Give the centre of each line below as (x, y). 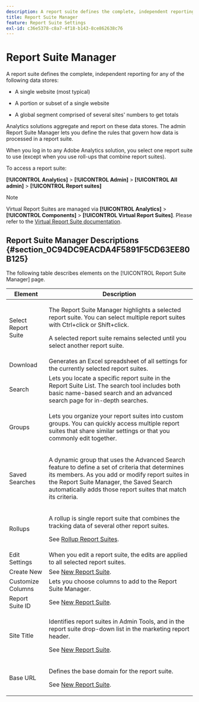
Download (23, 365)
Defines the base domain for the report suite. (111, 671)
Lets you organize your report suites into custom (116, 416)
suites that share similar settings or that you (109, 431)
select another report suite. (86, 346)
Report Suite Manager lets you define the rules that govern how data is (92, 133)
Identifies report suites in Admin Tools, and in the (117, 622)
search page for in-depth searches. (99, 400)
